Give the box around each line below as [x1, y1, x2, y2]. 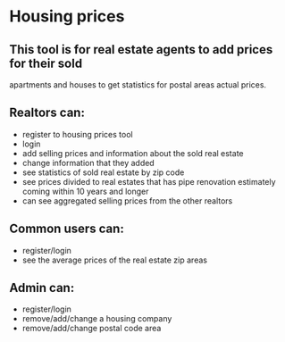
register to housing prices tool [21, 129, 133, 139]
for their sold [9, 55, 83, 71]
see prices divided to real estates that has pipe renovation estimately [21, 176, 276, 187]
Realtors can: [9, 105, 85, 121]
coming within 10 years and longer [21, 186, 149, 196]
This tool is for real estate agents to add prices [9, 42, 273, 57]
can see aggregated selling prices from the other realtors [21, 195, 233, 206]
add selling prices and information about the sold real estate [21, 147, 244, 158]
